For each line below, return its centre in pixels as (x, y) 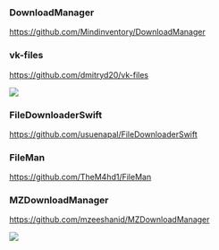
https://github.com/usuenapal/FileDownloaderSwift (104, 134)
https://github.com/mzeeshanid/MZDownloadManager (109, 220)
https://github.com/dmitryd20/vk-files (79, 74)
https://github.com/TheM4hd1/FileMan (80, 177)
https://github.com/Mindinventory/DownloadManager (107, 32)
